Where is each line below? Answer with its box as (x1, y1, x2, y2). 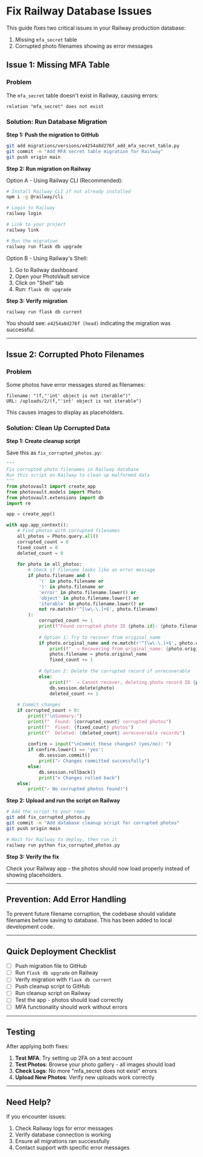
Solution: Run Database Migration (6, 117, 108, 126)
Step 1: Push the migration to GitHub (6, 131, 99, 138)
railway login (6, 210, 42, 217)
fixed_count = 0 (17, 544, 59, 550)
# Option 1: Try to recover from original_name (38, 634, 161, 640)
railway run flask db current (6, 309, 83, 315)
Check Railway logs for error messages (14, 1125, 114, 1132)
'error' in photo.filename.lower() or (38, 589, 137, 596)
